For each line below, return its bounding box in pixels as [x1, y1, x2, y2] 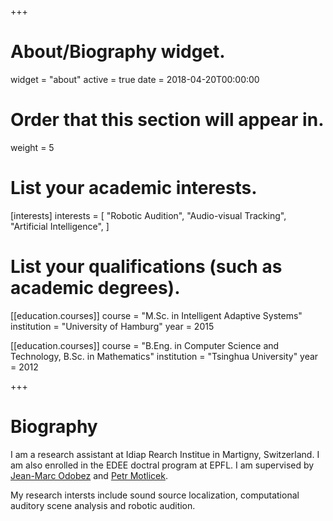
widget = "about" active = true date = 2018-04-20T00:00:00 [10, 73, 260, 85]
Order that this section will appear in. [10, 109, 325, 131]
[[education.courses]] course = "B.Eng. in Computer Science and [10, 339, 280, 351]
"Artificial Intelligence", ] [10, 220, 110, 232]
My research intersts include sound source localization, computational [10, 489, 300, 501]
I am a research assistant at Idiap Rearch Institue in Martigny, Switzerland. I [10, 448, 320, 460]
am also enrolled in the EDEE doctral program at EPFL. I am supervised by [10, 459, 315, 471]
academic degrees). [10, 277, 181, 299]
